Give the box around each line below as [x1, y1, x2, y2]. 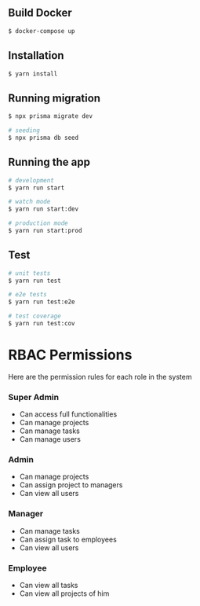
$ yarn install [8, 70, 58, 78]
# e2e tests [8, 291, 47, 299]
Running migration [8, 91, 100, 105]
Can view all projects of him [19, 589, 110, 598]
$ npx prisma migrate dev [8, 112, 93, 120]
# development [8, 176, 55, 184]
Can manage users [19, 435, 81, 444]
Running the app [8, 156, 90, 169]
